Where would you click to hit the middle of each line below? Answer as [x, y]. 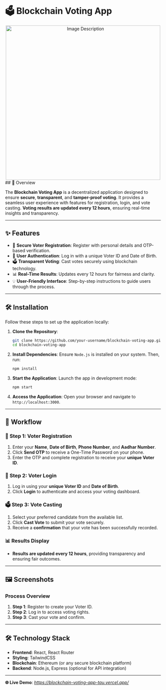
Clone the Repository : [35, 331]
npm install [24, 369]
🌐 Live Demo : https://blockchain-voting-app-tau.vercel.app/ [67, 683]
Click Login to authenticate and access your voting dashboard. [76, 492]
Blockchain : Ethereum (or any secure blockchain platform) [72, 663]
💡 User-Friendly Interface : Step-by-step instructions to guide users [82, 281]
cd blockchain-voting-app [39, 345]
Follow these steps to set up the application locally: [57, 322]
